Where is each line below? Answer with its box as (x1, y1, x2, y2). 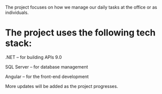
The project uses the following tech (5, 27, 156, 38)
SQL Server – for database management (5, 63, 88, 69)
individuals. (5, 9, 29, 15)
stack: (5, 37, 32, 49)
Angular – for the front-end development (5, 73, 89, 79)
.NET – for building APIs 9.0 (5, 54, 62, 60)
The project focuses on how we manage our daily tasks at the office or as (5, 4, 157, 10)
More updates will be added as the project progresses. (5, 83, 118, 89)
